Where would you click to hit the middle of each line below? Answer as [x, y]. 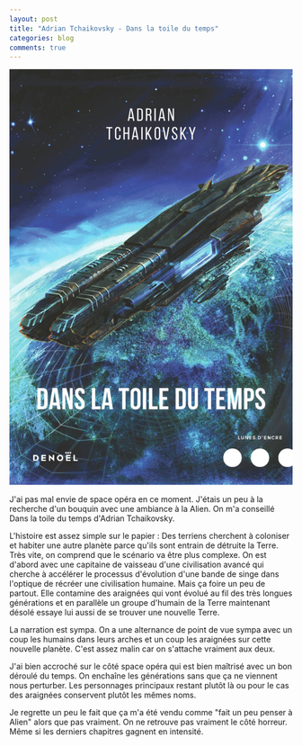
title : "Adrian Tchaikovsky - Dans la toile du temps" [114, 28]
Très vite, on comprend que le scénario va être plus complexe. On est [138, 554]
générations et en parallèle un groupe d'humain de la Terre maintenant [140, 602]
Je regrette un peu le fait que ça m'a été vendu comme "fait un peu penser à [151, 712]
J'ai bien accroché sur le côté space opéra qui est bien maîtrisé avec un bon [151, 666]
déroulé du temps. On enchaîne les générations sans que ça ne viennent [144, 676]
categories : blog [42, 38]
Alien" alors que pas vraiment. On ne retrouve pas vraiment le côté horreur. [148, 722]
